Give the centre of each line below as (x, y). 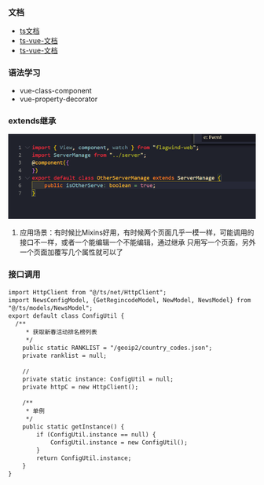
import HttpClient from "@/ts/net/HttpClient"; (88, 292)
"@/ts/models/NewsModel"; (50, 308)
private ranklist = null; (65, 356)
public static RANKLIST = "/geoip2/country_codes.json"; (117, 348)
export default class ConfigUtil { (66, 315)
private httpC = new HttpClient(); (81, 387)
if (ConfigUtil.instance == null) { (96, 434)
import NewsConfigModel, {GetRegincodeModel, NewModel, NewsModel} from (130, 300)
